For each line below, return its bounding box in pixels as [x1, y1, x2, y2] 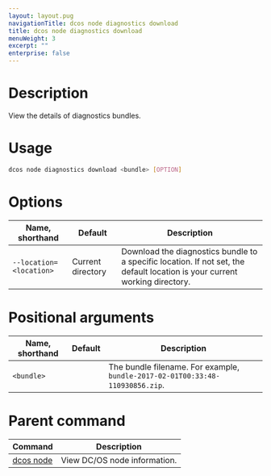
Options [8, 193, 63, 211]
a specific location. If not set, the [120, 256, 245, 267]
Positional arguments [8, 308, 155, 327]
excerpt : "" [8, 42, 48, 50]
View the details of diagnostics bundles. [8, 111, 141, 120]
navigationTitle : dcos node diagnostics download [8, 19, 179, 27]
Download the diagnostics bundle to [120, 245, 258, 257]
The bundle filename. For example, [108, 361, 240, 372]
